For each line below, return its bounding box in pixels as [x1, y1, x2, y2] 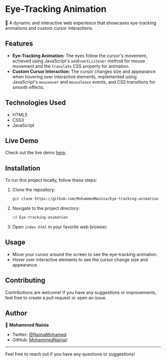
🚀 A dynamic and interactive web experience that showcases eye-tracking [5, 20, 157, 26]
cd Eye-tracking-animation [12, 215, 68, 220]
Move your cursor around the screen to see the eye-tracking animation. [12, 251, 158, 257]
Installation [5, 164, 41, 172]
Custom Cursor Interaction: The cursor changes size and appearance [12, 68, 156, 74]
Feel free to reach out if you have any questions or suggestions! [5, 351, 135, 357]
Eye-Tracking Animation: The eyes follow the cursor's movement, [12, 52, 148, 58]
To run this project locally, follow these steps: [5, 177, 97, 183]
